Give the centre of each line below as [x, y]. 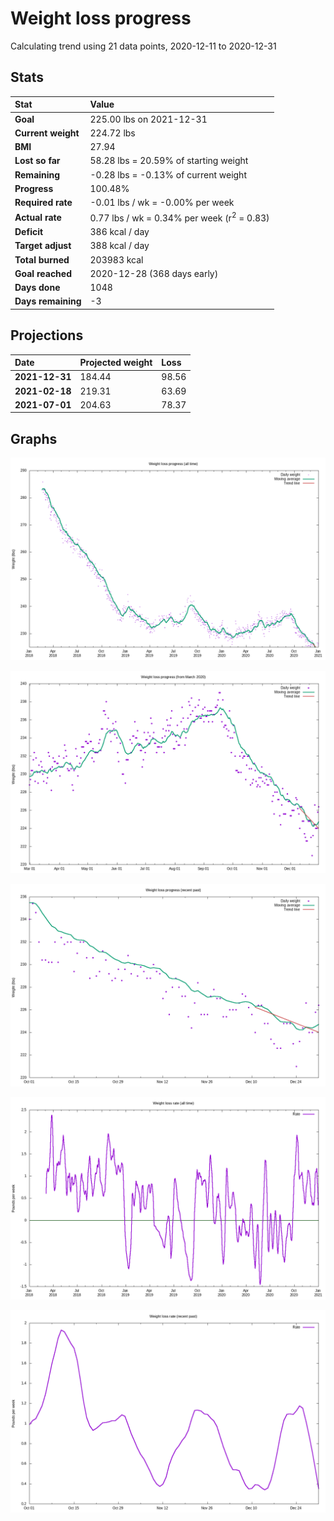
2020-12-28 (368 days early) [154, 273]
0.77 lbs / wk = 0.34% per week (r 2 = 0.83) [179, 217]
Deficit [29, 232]
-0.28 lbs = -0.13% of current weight [168, 174]
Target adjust [43, 246]
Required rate [43, 202]
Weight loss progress [101, 18]
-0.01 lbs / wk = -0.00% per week [162, 202]
